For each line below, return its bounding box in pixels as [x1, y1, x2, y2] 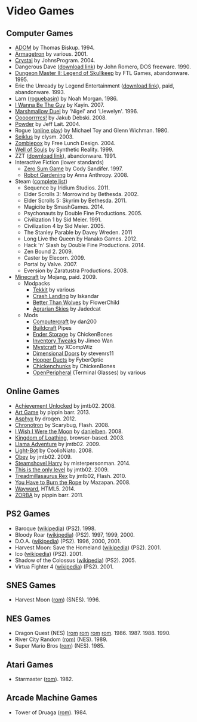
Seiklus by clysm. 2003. [14, 133, 74, 140]
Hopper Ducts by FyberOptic [32, 356, 103, 363]
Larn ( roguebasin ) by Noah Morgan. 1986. [14, 95, 118, 102]
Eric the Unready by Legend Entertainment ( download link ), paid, [14, 82, 175, 89]
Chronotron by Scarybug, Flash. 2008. [14, 421, 110, 428]
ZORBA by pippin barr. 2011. [14, 491, 84, 498]
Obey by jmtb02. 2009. [14, 453, 72, 460]
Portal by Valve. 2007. [23, 261, 78, 267]
